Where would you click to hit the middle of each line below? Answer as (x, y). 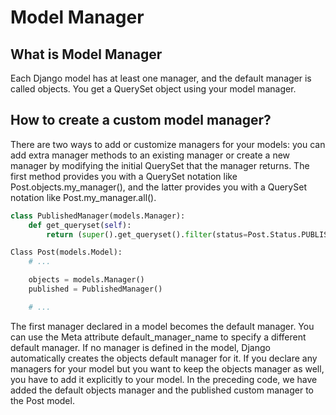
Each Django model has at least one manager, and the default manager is (161, 78)
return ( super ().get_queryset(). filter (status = (147, 234)
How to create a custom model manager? (141, 120)
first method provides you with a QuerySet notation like (124, 176)
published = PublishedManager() (95, 289)
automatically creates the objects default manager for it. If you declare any (164, 358)
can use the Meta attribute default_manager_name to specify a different (158, 337)
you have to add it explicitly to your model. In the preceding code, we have (164, 379)
